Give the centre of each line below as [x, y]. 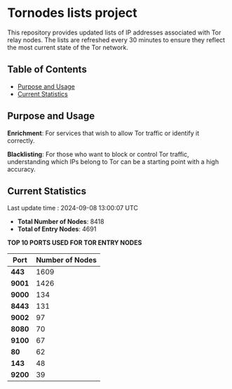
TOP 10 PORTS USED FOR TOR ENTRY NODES [75, 243]
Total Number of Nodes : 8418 [61, 222]
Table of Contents [47, 69]
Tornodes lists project [73, 13]
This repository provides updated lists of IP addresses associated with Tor [114, 32]
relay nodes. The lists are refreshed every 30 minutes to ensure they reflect [116, 39]
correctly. [21, 140]
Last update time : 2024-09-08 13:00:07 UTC [73, 208]
